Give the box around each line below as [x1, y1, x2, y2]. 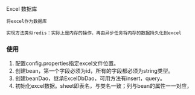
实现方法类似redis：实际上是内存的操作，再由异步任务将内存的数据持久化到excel [6, 30, 182, 36]
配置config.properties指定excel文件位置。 [14, 60, 120, 67]
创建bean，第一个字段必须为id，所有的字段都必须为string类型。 [14, 67, 174, 75]
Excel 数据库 [6, 5, 37, 12]
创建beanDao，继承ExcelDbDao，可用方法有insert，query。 [14, 75, 166, 82]
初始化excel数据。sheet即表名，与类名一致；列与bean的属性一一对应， [14, 82, 193, 90]
